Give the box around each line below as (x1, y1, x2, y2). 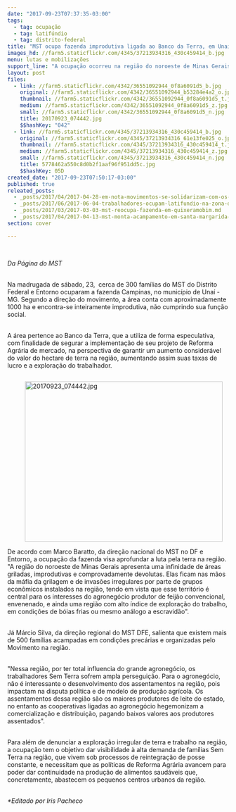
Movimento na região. (7, 643, 71, 651)
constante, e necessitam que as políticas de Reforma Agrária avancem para (7, 760, 227, 768)
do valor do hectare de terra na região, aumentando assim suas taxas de (7, 354, 218, 362)
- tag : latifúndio (13, 30, 68, 37)
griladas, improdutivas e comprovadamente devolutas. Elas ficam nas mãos (7, 570, 226, 578)
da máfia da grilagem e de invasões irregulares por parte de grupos (7, 577, 203, 585)
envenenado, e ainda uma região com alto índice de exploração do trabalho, (7, 599, 228, 608)
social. (7, 310, 27, 318)
